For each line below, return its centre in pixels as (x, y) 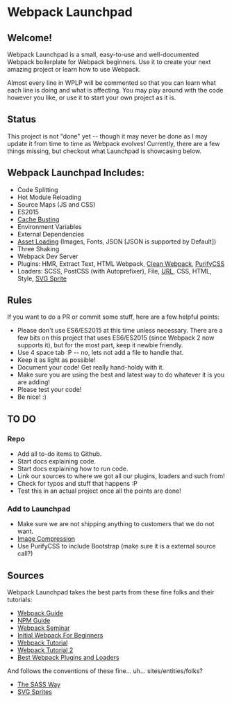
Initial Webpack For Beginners (60, 635)
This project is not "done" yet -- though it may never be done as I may (107, 136)
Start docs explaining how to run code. (73, 469)
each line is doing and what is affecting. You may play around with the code (115, 90)
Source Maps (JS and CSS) (56, 204)
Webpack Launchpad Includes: (76, 173)
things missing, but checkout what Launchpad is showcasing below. (105, 151)
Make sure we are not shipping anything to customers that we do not (116, 524)
